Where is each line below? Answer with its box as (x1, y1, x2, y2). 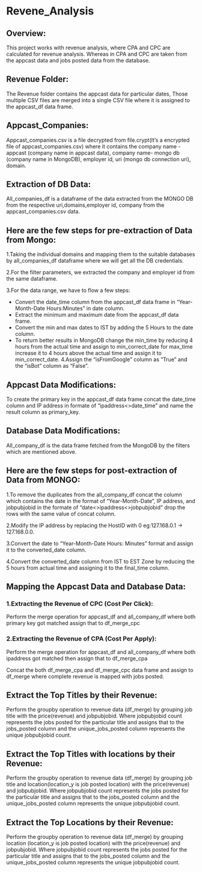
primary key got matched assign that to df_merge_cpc (6, 620, 140, 627)
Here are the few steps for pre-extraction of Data (6, 225, 193, 236)
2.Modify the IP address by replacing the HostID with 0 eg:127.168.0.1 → (6, 522, 183, 529)
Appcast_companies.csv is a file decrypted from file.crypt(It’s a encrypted (6, 136, 190, 144)
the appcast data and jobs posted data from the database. (6, 57, 150, 64)
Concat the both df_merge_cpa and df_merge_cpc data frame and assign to (6, 666, 194, 674)
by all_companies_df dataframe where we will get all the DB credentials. (6, 257, 185, 264)
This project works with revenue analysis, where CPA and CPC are (6, 44, 171, 51)
